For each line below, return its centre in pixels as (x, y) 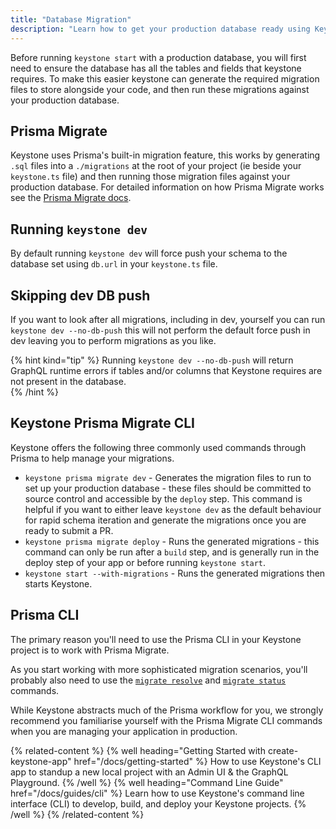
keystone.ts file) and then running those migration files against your (150, 177)
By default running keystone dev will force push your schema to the (149, 253)
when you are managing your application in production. (124, 731)
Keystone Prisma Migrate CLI (103, 423)
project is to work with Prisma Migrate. (90, 650)
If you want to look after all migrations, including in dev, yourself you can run (168, 319)
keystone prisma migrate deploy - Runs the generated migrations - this (172, 541)
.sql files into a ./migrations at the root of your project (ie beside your (156, 166)
